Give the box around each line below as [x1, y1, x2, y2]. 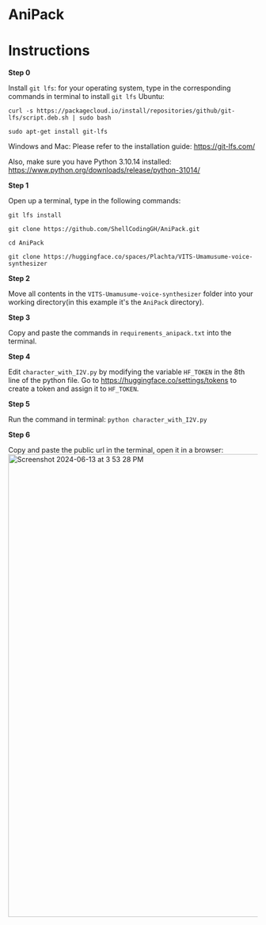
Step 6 [8, 430, 30, 440]
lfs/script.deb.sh [8, 114, 69, 122]
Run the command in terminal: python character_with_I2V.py [8, 415, 207, 424]
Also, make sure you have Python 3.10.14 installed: [8, 157, 172, 167]
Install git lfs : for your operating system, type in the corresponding [8, 83, 231, 93]
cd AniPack [8, 239, 44, 247]
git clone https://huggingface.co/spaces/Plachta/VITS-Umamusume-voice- [8, 253, 253, 261]
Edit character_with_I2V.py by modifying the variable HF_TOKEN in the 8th [8, 367, 245, 377]
